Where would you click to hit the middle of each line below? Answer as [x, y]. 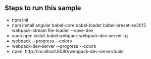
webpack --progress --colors [42, 41]
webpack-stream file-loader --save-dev [52, 30]
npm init [20, 20]
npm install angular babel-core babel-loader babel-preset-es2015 [79, 25]
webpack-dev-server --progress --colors [54, 46]
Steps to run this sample [43, 8]
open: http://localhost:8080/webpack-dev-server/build [68, 51]
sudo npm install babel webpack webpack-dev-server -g [70, 35]
